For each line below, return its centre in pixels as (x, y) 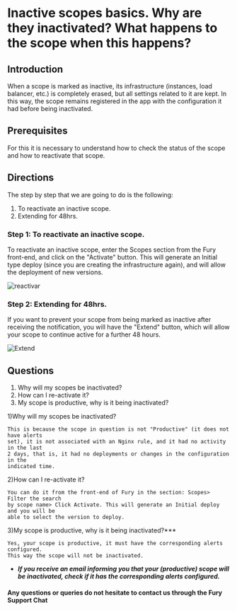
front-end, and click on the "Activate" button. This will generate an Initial (112, 257)
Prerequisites (37, 131)
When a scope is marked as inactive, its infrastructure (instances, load (110, 86)
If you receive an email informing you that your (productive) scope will (123, 569)
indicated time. (31, 467)
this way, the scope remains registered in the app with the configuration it (115, 101)
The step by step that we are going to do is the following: (90, 194)
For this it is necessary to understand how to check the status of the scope (116, 148)
